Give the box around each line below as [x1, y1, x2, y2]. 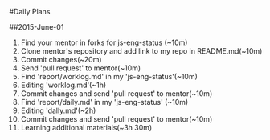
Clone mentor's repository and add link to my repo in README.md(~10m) [20, 46, 263, 55]
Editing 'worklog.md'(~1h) [20, 80, 107, 90]
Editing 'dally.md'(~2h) [20, 106, 96, 115]
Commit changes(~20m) [20, 55, 103, 64]
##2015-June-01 [9, 22, 64, 31]
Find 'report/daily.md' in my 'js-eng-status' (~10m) [20, 98, 189, 106]
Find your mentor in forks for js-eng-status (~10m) [20, 38, 188, 47]
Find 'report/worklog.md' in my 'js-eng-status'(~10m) [20, 72, 198, 81]
